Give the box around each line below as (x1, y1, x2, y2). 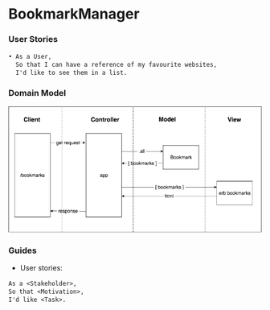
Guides (8, 245, 38, 256)
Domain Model (8, 88, 67, 99)
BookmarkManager (8, 5, 140, 23)
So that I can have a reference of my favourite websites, (15, 61, 218, 69)
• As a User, (8, 53, 52, 61)
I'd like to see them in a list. (15, 69, 128, 77)
